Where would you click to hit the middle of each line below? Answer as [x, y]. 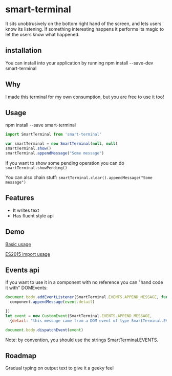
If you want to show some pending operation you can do [65, 163]
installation [24, 50]
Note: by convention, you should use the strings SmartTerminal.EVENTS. [82, 340]
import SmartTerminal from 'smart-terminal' [53, 135]
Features [20, 198]
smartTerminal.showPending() [36, 168]
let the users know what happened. [42, 34]
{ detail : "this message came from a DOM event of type [70, 321]
